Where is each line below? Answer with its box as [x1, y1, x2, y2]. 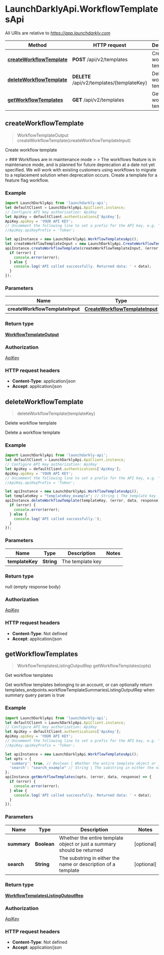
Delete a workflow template [5, 430, 61, 435]
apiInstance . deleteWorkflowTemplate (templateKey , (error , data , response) [5, 498, 161, 503]
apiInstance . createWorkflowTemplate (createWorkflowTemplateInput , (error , [5, 246, 161, 251]
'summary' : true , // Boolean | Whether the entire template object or [9, 761, 156, 766]
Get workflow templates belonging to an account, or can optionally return [5, 682, 153, 688]
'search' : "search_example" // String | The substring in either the [9, 765, 154, 770]
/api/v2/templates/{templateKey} [72, 79, 147, 86]
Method [28, 42, 47, 48]
